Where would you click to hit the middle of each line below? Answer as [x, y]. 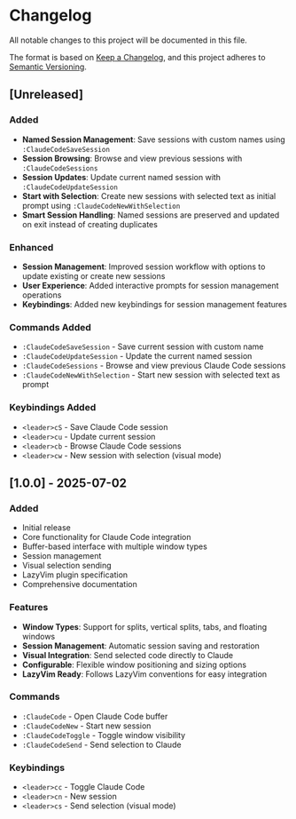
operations [42, 295]
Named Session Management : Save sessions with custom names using [153, 139]
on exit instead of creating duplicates [90, 224]
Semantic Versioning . [48, 67]
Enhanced [31, 247]
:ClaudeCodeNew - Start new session [86, 726]
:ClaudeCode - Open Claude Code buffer [95, 716]
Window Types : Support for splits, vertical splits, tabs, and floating [144, 626]
